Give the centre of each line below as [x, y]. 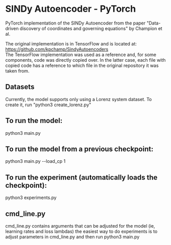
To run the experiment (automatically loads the [81, 177]
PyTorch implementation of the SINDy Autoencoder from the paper [76, 23]
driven [12, 28]
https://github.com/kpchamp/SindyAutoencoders [57, 49]
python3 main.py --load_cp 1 [35, 161]
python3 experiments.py [31, 198]
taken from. [17, 71]
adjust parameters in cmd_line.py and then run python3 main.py [72, 237]
